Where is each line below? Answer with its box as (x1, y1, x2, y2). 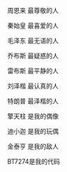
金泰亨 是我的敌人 (7, 142, 59, 151)
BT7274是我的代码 (7, 157, 60, 166)
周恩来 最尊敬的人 (7, 6, 59, 14)
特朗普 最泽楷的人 (7, 97, 59, 105)
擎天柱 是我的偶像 (7, 112, 59, 120)
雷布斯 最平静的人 (7, 67, 59, 75)
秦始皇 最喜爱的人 (7, 21, 59, 30)
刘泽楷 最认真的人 (7, 82, 59, 90)
